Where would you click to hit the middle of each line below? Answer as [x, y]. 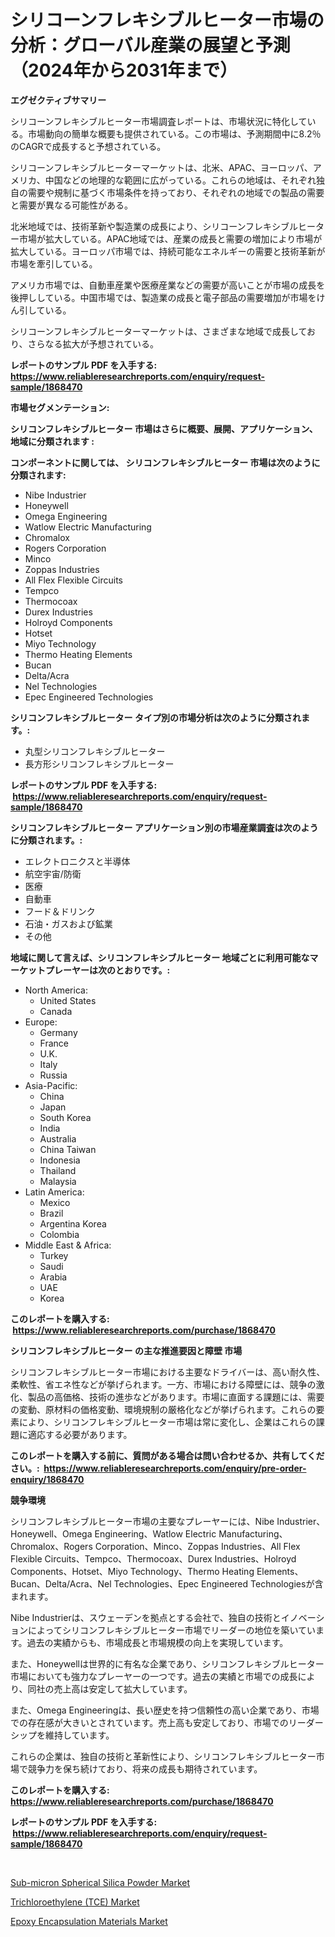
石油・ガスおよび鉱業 [68, 923]
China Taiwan [68, 1149]
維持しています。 [79, 1735]
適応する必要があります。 [80, 1434]
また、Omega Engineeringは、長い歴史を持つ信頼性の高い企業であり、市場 [165, 1710]
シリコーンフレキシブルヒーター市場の [167, 20]
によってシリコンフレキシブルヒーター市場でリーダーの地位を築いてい [172, 1630]
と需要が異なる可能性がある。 [71, 205]
